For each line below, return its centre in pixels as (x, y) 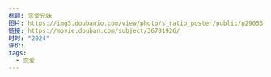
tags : (17, 53)
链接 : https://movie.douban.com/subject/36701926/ (94, 30)
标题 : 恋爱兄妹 (30, 16)
